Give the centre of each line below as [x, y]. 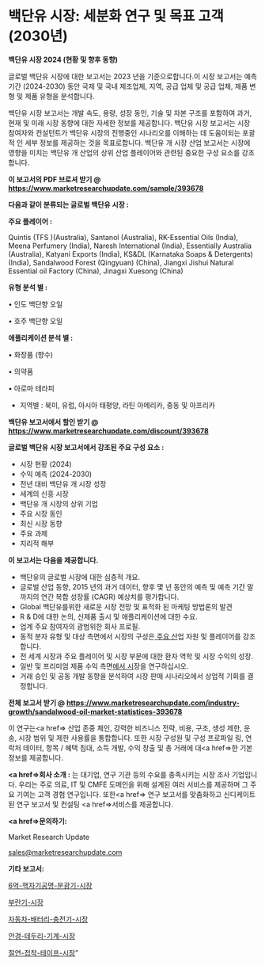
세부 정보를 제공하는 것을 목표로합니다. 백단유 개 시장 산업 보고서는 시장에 [138, 143]
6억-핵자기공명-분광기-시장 [50, 885]
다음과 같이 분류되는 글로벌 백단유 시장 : [68, 204]
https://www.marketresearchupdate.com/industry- [153, 703]
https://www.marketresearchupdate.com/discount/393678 [109, 431]
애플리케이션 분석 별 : [41, 338]
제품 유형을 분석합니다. [60, 96]
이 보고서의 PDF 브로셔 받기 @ [55, 179]
